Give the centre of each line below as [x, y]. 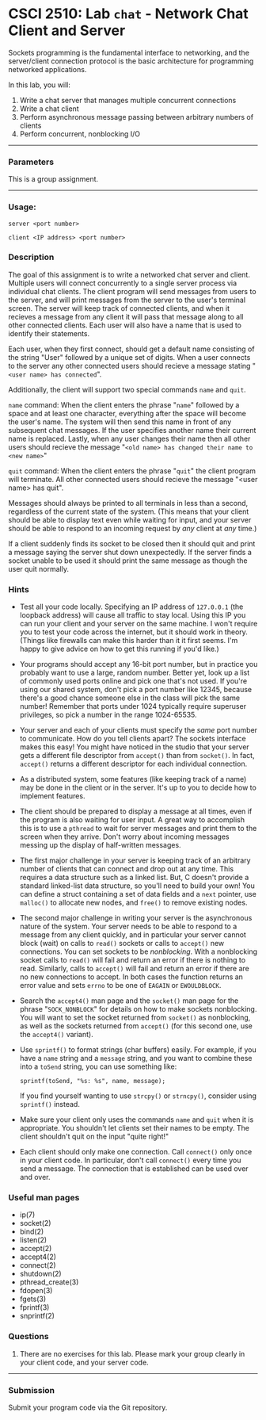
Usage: [23, 207]
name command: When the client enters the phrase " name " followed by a [124, 404]
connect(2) [38, 1265]
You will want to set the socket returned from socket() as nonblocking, [135, 1018]
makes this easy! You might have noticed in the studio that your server [134, 747]
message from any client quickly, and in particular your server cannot [133, 935]
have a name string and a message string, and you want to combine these [136, 1058]
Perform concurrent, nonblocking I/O [80, 134]
